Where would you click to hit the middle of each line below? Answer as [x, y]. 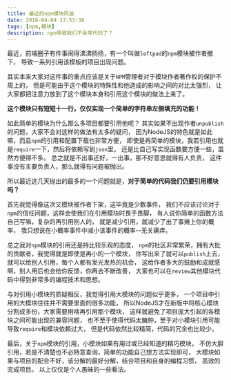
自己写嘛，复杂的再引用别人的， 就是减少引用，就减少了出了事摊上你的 [108, 222]
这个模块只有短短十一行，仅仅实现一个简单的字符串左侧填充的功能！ [104, 108]
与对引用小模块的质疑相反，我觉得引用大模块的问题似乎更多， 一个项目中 [111, 294]
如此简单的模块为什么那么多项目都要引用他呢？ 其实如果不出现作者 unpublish [115, 123]
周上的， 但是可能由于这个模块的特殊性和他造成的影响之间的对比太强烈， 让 [114, 85]
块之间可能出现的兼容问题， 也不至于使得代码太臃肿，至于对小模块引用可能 [114, 320]
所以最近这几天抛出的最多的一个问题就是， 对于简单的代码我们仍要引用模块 [113, 181]
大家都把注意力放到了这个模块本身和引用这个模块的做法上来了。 [98, 94]
